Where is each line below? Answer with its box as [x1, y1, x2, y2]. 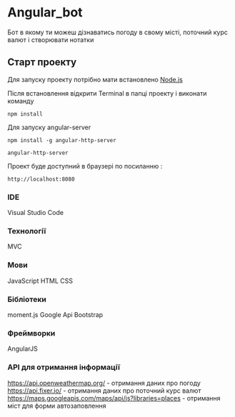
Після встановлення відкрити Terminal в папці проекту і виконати [7, 89, 207, 97]
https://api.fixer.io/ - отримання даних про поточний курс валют [7, 386, 201, 395]
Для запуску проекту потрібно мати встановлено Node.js [7, 75, 184, 84]
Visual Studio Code [7, 208, 64, 217]
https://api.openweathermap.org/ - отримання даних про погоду [7, 378, 201, 387]
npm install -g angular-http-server [7, 136, 116, 144]
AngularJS [7, 344, 38, 353]
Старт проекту [7, 56, 77, 69]
